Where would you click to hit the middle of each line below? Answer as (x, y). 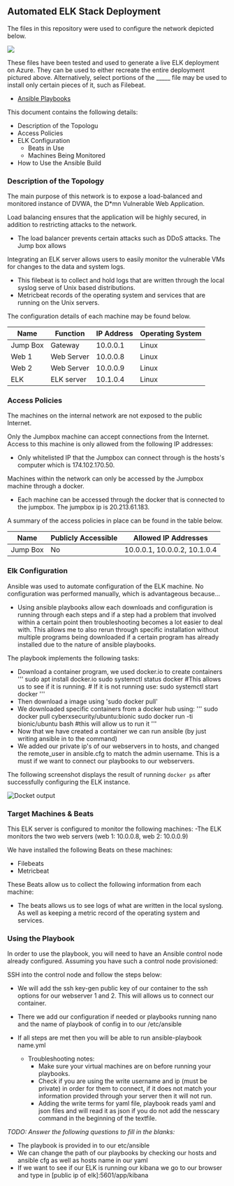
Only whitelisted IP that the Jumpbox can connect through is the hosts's (121, 457)
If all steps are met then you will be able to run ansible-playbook (110, 1038)
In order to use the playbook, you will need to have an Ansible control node (115, 954)
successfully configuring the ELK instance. (69, 782)
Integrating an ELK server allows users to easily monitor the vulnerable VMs (116, 259)
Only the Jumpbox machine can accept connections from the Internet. (108, 436)
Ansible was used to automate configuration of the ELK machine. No (105, 586)
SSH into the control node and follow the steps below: (85, 975)
